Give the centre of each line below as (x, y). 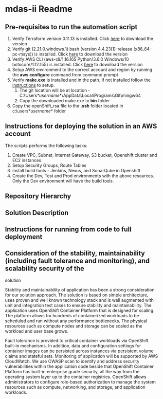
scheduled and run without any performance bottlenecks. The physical (76, 321)
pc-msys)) (22, 54)
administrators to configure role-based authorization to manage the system (80, 382)
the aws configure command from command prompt (65, 75)
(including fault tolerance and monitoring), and (77, 261)
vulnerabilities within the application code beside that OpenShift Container (80, 366)
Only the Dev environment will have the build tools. (63, 181)
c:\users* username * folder (39, 111)
